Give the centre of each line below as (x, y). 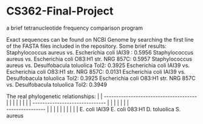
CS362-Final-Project (60, 11)
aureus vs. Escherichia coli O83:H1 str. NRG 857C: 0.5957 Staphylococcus (99, 59)
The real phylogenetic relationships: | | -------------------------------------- (102, 96)
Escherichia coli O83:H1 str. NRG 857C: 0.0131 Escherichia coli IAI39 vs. (96, 71)
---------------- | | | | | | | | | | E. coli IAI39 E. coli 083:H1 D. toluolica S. (94, 109)
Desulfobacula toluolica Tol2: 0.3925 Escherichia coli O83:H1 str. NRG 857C (101, 78)
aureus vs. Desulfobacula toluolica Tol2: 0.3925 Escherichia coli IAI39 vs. (98, 65)
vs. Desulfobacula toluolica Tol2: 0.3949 (57, 84)
